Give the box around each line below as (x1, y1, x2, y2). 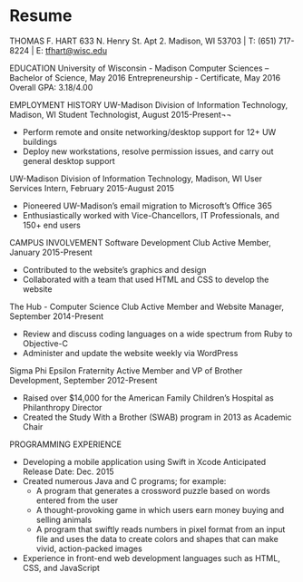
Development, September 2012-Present (9, 374, 158, 385)
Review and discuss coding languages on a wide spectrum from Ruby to (22, 328, 293, 339)
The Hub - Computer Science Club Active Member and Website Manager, (9, 301, 284, 312)
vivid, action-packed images (35, 543, 142, 554)
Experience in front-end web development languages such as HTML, (22, 552, 281, 563)
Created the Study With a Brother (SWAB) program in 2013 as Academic (22, 412, 292, 422)
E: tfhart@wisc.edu (35, 44, 107, 55)
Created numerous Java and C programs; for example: (22, 475, 227, 486)
